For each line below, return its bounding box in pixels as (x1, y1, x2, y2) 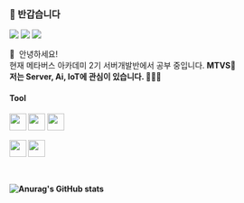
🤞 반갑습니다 (9, 7, 61, 20)
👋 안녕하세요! (9, 49, 59, 60)
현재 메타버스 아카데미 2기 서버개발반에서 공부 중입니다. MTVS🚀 (9, 60, 237, 71)
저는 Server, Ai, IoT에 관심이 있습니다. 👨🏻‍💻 (9, 71, 162, 82)
